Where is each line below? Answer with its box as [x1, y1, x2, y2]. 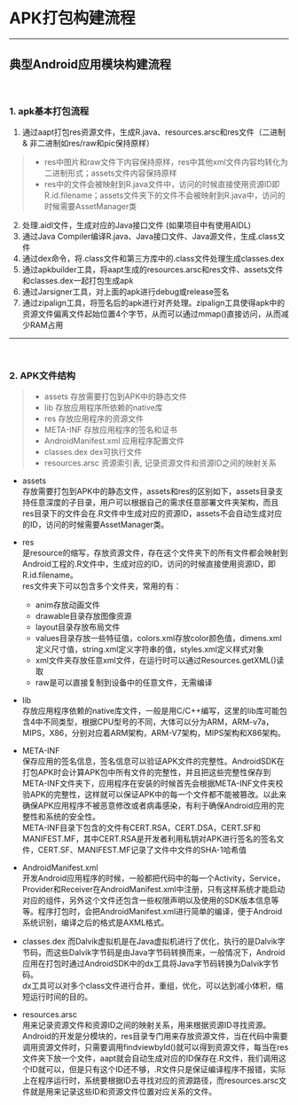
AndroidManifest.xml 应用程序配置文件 [43, 435, 184, 446]
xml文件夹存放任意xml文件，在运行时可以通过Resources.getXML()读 [35, 655, 285, 666]
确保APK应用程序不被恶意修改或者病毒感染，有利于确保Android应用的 [21, 800, 277, 811]
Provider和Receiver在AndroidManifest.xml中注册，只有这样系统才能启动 [21, 884, 286, 895]
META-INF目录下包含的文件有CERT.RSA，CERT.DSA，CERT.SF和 [21, 822, 262, 834]
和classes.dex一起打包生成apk [21, 276, 134, 286]
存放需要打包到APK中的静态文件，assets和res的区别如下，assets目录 [21, 486, 276, 497]
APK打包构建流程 [9, 8, 136, 28]
